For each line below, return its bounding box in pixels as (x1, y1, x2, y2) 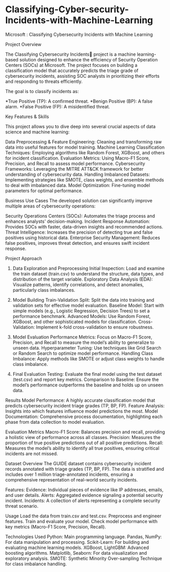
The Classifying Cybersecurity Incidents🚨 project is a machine (5, 51, 136, 57)
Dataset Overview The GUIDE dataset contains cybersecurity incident (5, 460, 152, 466)
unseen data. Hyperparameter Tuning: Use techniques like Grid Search (12, 345, 161, 351)
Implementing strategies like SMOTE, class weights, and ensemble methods (5, 176, 164, 182)
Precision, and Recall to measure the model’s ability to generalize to (12, 339, 155, 346)
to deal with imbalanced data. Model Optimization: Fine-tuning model (5, 182, 150, 188)
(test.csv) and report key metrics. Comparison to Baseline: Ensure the (12, 376, 159, 382)
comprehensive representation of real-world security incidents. (5, 476, 138, 483)
